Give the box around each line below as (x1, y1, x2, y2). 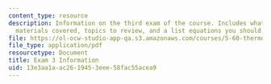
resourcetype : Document (8, 49, 89, 57)
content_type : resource (8, 11, 89, 20)
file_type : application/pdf (8, 42, 103, 50)
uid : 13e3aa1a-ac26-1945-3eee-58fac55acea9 (8, 64, 157, 72)
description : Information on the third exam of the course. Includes (8, 19, 248, 27)
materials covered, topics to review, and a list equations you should (15, 26, 262, 34)
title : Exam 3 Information (8, 57, 99, 65)
